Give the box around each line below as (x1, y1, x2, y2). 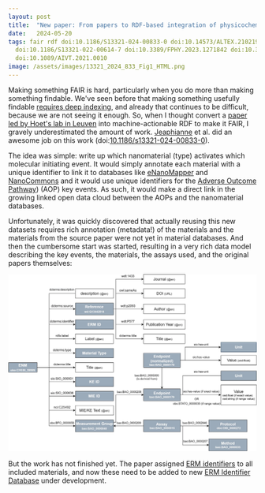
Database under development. (8, 476, 106, 485)
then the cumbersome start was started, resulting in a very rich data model (8, 241, 252, 251)
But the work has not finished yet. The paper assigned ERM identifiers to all (8, 458, 253, 469)
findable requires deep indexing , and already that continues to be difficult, (8, 102, 249, 111)
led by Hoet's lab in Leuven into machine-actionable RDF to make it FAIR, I (8, 118, 249, 128)
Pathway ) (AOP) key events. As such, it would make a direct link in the (8, 184, 236, 193)
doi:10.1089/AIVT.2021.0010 (15, 54, 108, 62)
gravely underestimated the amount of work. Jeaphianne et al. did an (8, 127, 233, 136)
